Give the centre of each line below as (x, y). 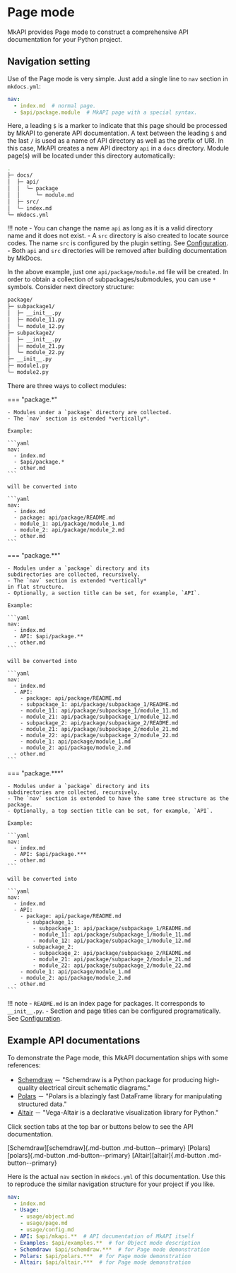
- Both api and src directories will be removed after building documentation (117, 251)
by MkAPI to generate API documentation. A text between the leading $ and (117, 133)
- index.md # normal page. (55, 106)
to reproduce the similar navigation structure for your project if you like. (111, 1184)
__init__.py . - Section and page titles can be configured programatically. (114, 1011)
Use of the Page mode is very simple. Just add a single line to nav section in (118, 78)
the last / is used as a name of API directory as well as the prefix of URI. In (116, 141)
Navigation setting (49, 62)
